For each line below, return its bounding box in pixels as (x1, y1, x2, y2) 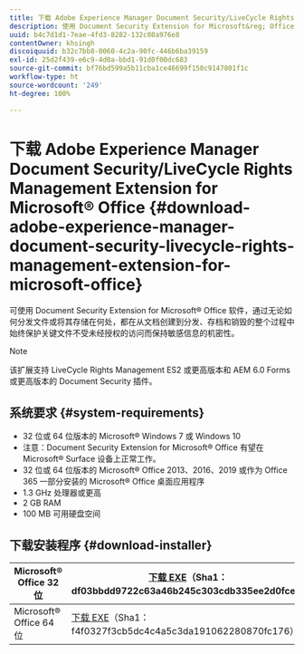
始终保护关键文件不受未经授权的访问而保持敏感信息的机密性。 (9, 328, 240, 339)
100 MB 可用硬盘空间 (22, 508, 101, 519)
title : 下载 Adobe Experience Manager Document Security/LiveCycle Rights (9, 13, 295, 23)
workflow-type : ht (9, 72, 79, 82)
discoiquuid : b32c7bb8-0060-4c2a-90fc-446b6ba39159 (9, 47, 208, 56)
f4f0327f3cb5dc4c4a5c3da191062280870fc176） (71, 625, 299, 638)
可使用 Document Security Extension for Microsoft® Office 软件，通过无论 (9, 305, 285, 316)
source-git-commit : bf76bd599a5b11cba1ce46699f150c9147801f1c (9, 64, 249, 73)
